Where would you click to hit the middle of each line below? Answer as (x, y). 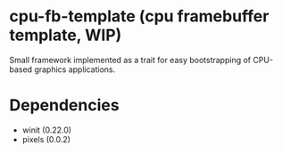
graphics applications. (75, 69)
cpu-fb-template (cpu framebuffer (139, 16)
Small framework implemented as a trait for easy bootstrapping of (130, 60)
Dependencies (64, 105)
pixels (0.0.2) (46, 139)
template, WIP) (66, 35)
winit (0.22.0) (47, 130)
